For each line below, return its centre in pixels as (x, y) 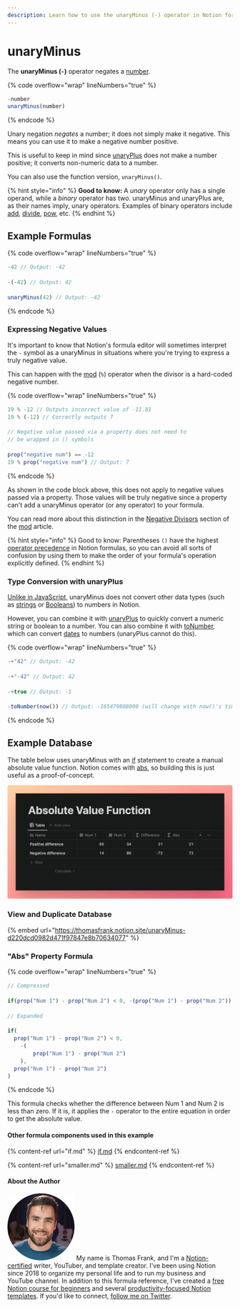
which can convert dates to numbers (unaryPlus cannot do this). (102, 634)
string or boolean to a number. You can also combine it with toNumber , (111, 626)
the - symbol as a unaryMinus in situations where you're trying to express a (119, 352)
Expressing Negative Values (57, 329)
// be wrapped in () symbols (51, 439)
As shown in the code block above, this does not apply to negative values (116, 489)
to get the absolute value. (45, 1119)
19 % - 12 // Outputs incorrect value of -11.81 (80, 409)
